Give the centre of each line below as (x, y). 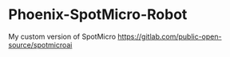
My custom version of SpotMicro (62, 36)
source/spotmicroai (40, 44)
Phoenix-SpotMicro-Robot (98, 15)
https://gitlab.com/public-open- (170, 36)
